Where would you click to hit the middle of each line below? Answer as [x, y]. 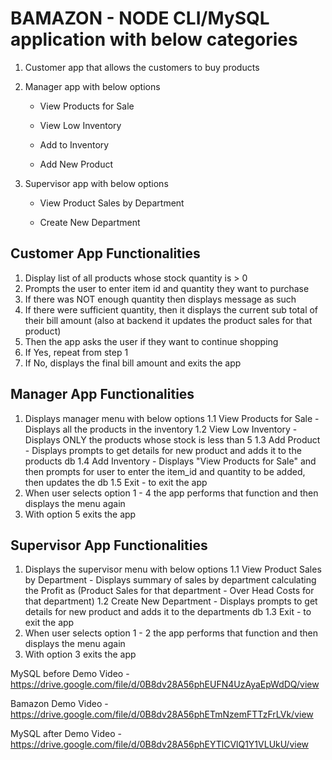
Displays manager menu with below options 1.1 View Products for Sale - [172, 418]
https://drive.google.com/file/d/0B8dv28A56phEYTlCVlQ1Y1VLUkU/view [160, 744]
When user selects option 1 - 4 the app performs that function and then [171, 493]
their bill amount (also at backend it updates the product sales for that [168, 320]
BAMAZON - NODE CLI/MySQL [140, 18]
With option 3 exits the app [80, 654]
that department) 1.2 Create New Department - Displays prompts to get [171, 601]
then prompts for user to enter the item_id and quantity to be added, [165, 471]
